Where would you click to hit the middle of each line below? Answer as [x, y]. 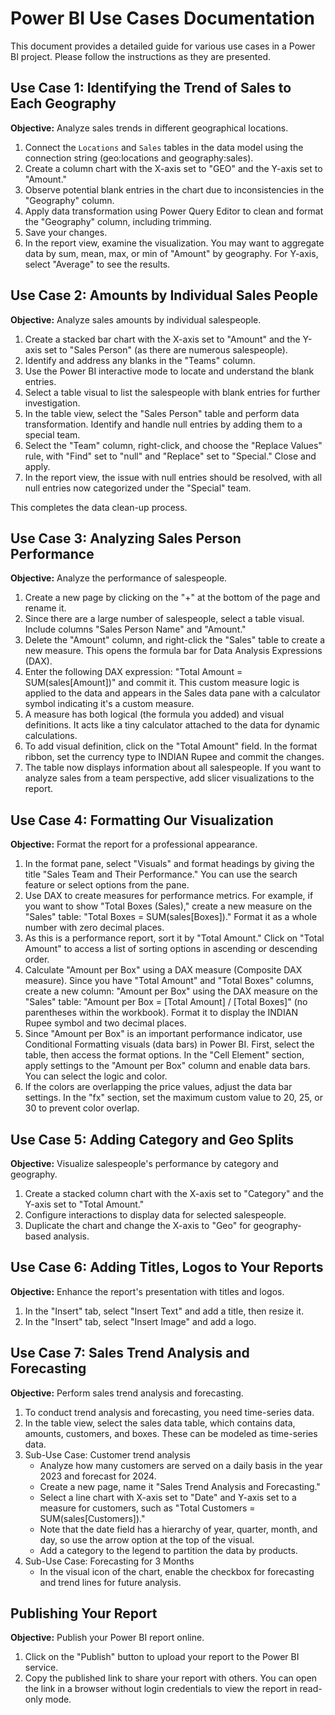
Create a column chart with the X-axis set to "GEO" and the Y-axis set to [173, 168]
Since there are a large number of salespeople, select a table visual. [164, 619]
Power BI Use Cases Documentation [163, 18]
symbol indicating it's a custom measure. [109, 704]
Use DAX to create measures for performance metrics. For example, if [169, 896]
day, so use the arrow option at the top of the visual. [147, 1539]
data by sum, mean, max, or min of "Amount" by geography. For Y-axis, [171, 253]
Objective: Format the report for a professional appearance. [134, 844]
